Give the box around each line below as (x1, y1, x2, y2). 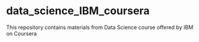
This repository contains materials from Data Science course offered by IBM (6, 24, 194, 31)
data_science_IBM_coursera (6, 4, 150, 18)
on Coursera (6, 30, 37, 37)
